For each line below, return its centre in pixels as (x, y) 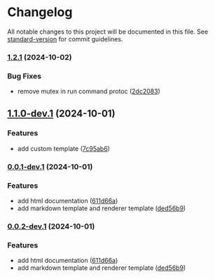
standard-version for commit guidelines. (65, 39)
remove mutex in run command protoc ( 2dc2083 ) (89, 91)
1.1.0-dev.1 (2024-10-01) (61, 113)
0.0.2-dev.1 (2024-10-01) (51, 226)
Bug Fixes (25, 76)
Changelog (40, 12)
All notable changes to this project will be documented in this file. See (108, 32)
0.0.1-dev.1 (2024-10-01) (50, 167)
